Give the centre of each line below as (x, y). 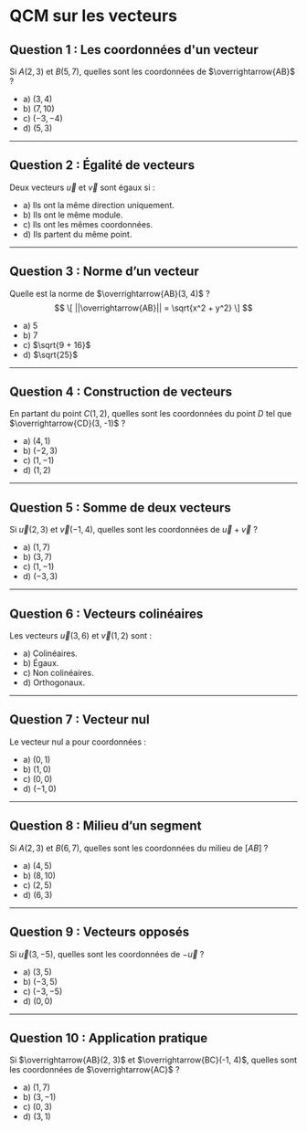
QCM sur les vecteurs (94, 16)
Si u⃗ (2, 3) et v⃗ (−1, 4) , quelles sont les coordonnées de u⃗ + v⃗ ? (134, 530)
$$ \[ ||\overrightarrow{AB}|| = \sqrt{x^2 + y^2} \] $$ (153, 308)
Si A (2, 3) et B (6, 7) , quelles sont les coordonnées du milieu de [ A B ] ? (139, 848)
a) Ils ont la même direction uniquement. (99, 205)
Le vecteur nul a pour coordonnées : (78, 742)
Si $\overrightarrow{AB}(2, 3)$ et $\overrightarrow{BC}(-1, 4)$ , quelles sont (153, 1060)
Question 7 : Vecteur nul (79, 719)
